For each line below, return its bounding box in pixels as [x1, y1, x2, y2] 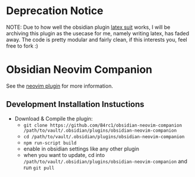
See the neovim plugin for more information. [6, 82, 113, 89]
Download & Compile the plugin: [14, 115, 93, 122]
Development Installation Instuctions [6, 99, 144, 109]
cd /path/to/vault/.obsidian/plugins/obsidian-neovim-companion [23, 133, 185, 139]
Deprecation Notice [6, 4, 104, 18]
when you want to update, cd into [23, 151, 105, 158]
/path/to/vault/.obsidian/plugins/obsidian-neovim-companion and [23, 158, 187, 165]
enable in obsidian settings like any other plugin [23, 145, 140, 152]
